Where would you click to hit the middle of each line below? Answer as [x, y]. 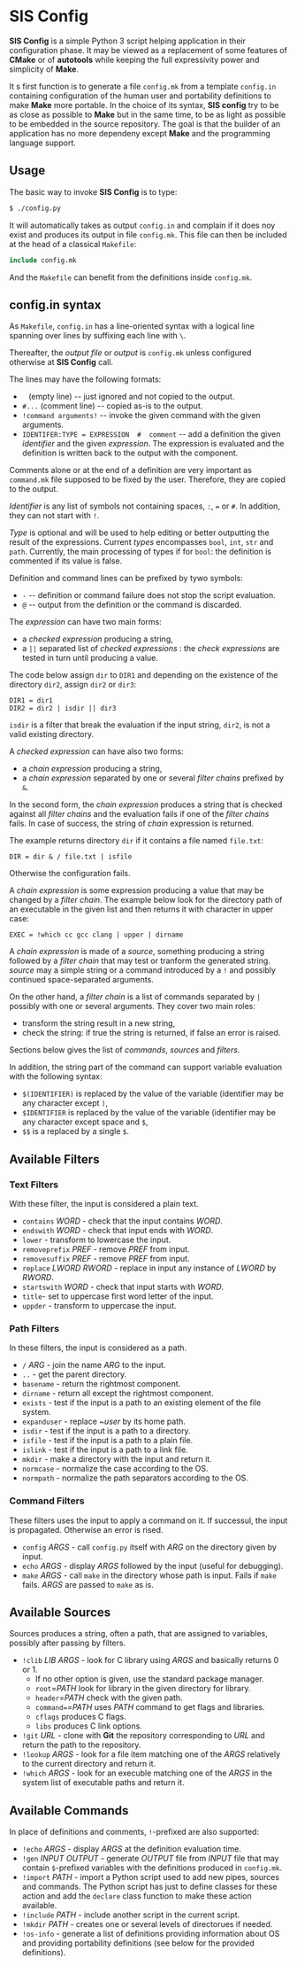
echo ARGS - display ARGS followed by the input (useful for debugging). [152, 1566]
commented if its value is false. [66, 561]
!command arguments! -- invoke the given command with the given [141, 416]
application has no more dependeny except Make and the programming [140, 133]
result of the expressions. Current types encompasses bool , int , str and [141, 542]
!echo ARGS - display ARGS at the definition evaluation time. [131, 1849]
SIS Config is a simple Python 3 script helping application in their [127, 41]
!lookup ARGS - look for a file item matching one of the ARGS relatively [151, 1754]
